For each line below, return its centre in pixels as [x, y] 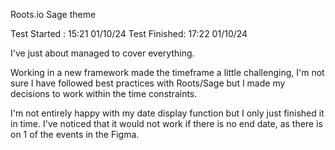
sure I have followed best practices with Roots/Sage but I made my [148, 83]
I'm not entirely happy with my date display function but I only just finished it [167, 113]
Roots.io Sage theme [53, 14]
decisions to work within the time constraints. [104, 93]
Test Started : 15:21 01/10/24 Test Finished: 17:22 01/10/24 [129, 33]
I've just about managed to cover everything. [102, 53]
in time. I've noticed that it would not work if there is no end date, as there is [166, 123]
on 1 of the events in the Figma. [75, 134]
